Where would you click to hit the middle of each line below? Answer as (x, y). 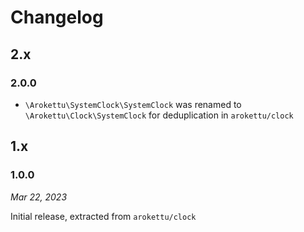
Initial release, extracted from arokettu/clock (103, 216)
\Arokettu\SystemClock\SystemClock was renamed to (133, 104)
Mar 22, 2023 (39, 197)
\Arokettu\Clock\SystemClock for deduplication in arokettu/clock (159, 115)
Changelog (57, 17)
